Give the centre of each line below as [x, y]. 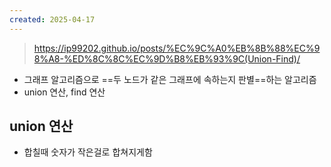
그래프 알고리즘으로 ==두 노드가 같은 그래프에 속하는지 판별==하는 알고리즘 [170, 79]
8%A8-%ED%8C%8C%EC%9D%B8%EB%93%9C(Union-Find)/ [167, 58]
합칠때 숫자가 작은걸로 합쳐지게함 [88, 152]
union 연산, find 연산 [64, 92]
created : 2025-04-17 [52, 19]
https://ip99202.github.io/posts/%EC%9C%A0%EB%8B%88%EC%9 [177, 48]
